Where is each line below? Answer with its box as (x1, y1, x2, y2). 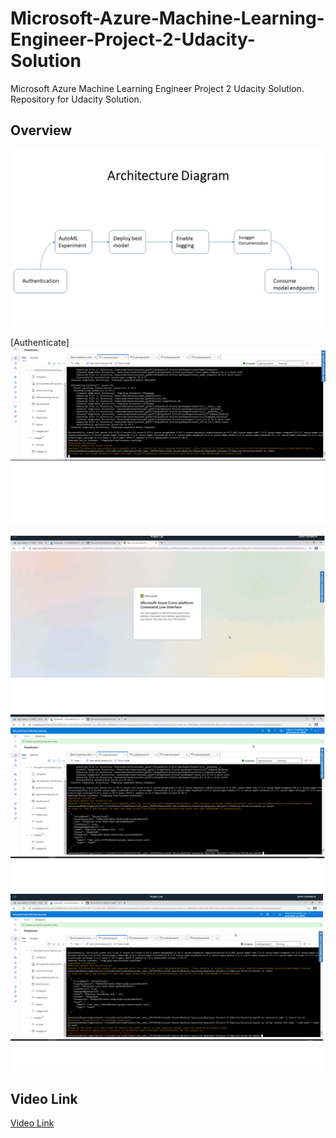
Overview (10, 122, 73, 139)
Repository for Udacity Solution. (10, 93, 142, 105)
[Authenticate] (10, 337, 70, 349)
